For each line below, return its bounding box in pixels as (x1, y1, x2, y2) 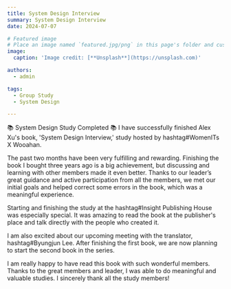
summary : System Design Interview (7, 16, 107, 23)
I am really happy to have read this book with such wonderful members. (7, 259, 210, 268)
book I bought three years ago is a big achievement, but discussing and (7, 161, 210, 170)
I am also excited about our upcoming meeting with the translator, (7, 231, 193, 240)
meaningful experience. (7, 190, 74, 199)
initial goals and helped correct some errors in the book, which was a (7, 183, 203, 192)
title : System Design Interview (7, 10, 100, 17)
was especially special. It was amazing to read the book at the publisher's (7, 211, 217, 220)
